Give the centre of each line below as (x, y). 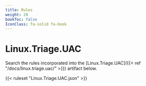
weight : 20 (17, 15)
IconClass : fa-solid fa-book (36, 24)
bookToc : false (21, 19)
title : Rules (19, 10)
